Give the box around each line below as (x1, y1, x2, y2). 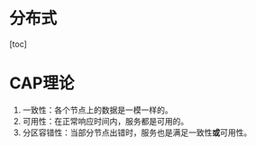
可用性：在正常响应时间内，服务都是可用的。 (22, 115, 189, 126)
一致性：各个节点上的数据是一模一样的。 (22, 105, 173, 115)
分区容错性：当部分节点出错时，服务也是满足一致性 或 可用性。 (22, 127, 252, 138)
